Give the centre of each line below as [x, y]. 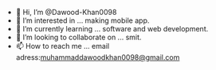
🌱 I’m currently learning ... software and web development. [112, 29]
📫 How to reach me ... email [63, 46]
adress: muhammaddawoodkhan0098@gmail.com [98, 57]
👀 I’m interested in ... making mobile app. [82, 20]
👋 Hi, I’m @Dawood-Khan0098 [66, 12]
